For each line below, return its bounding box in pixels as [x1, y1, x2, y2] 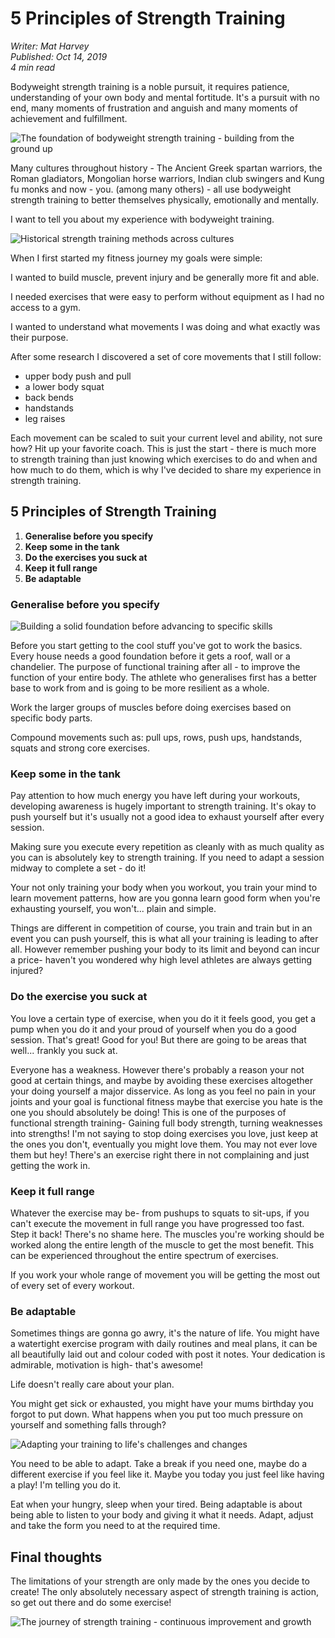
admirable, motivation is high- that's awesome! [10, 1359, 204, 1371]
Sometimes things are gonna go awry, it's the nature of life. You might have [10, 1327, 320, 1339]
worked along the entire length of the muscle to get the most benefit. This [10, 1238, 315, 1251]
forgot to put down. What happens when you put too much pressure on [10, 1408, 303, 1421]
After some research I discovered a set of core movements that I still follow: [10, 350, 322, 362]
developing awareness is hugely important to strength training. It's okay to [10, 800, 317, 812]
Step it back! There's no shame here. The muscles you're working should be [10, 1228, 325, 1240]
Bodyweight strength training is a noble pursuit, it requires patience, [10, 80, 290, 92]
